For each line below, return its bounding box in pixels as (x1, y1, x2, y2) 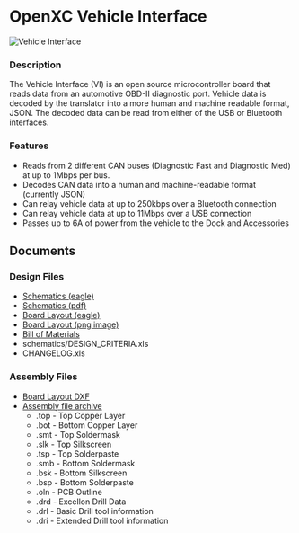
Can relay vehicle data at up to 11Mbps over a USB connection (22, 208, 252, 218)
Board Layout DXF (22, 391, 90, 402)
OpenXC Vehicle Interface (9, 6, 208, 27)
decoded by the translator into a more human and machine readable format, (9, 98, 290, 109)
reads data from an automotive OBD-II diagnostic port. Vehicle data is (9, 88, 267, 100)
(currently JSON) (22, 189, 86, 200)
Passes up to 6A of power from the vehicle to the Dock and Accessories (22, 218, 290, 228)
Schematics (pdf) (22, 300, 87, 311)
